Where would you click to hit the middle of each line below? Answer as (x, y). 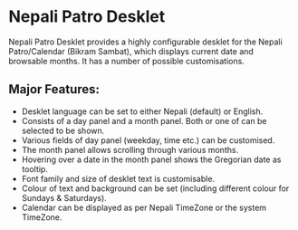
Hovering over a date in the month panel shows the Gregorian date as (151, 159)
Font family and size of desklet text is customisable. (118, 178)
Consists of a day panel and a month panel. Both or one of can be (144, 120)
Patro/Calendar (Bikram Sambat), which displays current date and (131, 51)
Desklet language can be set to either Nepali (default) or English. (142, 111)
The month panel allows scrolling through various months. (130, 149)
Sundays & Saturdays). (64, 197)
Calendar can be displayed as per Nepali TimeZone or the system (144, 207)
